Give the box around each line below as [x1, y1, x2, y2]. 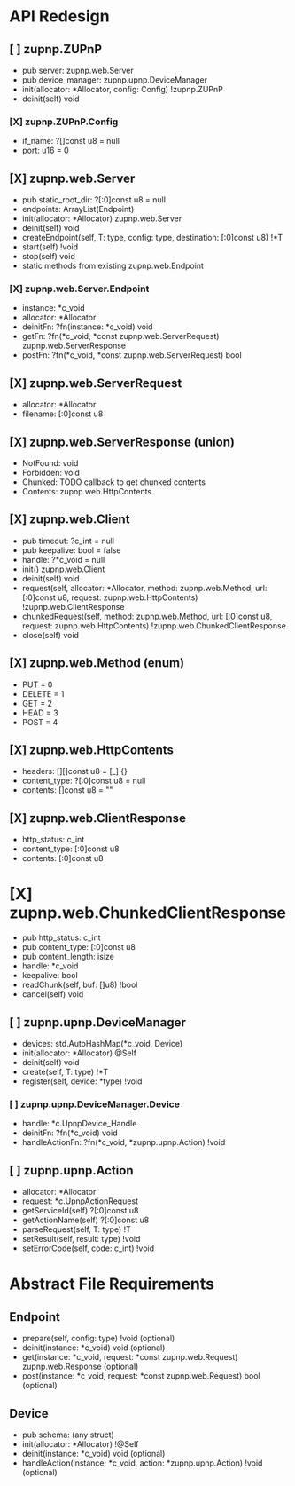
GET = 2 [21, 698, 53, 708]
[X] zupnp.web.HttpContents [9, 743, 175, 758]
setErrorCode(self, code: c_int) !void [21, 1243, 155, 1253]
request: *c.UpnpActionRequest [21, 1196, 139, 1206]
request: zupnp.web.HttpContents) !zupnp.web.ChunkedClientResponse [21, 620, 286, 631]
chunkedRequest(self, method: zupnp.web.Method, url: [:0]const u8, [21, 611, 273, 621]
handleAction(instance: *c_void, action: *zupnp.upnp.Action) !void [21, 1458, 263, 1468]
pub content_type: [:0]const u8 [21, 942, 136, 952]
